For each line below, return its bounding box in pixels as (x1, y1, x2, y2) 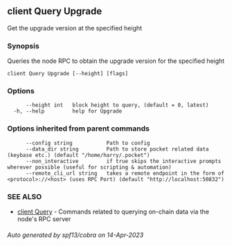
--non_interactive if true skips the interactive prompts (25, 158, 222, 164)
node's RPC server (17, 215, 71, 223)
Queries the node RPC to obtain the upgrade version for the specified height (7, 57, 225, 65)
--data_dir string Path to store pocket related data (25, 145, 209, 153)
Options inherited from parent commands (7, 124, 150, 133)
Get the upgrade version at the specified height (7, 23, 143, 32)
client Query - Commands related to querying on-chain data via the (17, 207, 210, 216)
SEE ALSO (7, 191, 42, 201)
